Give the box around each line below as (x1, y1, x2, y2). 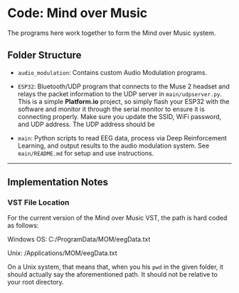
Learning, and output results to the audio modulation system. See (17, 141, 210, 150)
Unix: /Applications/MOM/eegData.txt (7, 249, 117, 257)
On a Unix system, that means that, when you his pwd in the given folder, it (7, 262, 224, 272)
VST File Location (7, 197, 70, 207)
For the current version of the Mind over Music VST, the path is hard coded (7, 214, 228, 222)
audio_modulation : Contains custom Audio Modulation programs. (17, 68, 208, 76)
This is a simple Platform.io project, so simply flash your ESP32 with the (17, 97, 230, 106)
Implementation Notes (7, 176, 109, 188)
